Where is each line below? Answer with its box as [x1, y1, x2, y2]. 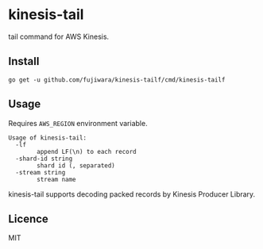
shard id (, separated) [37, 161, 115, 170]
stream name [37, 175, 77, 183]
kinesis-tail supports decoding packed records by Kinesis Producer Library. [8, 189, 256, 199]
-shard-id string [15, 155, 73, 163]
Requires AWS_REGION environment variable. [8, 118, 149, 128]
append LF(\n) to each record [37, 147, 137, 155]
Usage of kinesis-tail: [8, 133, 87, 142]
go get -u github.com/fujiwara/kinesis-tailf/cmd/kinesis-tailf [8, 75, 226, 84]
